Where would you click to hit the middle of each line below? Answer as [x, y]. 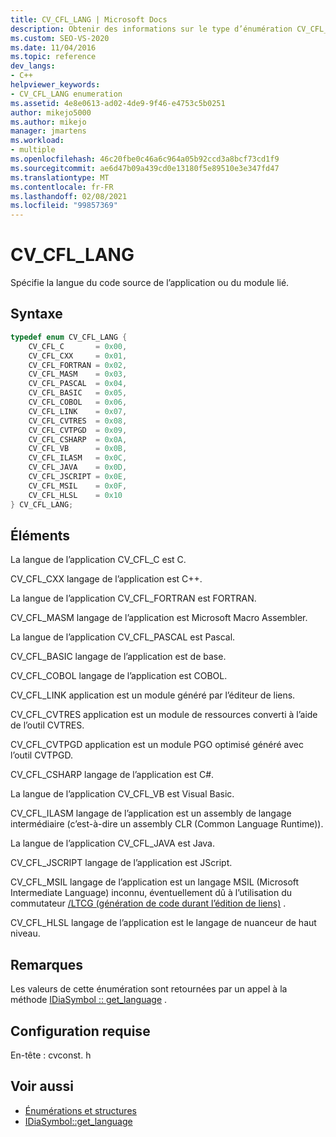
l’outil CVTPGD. [41, 755]
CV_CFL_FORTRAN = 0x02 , [78, 365]
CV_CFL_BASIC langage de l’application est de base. [118, 657]
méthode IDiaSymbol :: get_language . [89, 1000]
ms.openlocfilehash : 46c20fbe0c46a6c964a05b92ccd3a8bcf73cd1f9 [145, 159]
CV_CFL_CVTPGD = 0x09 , [78, 430]
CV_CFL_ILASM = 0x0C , [78, 458]
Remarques [47, 964]
